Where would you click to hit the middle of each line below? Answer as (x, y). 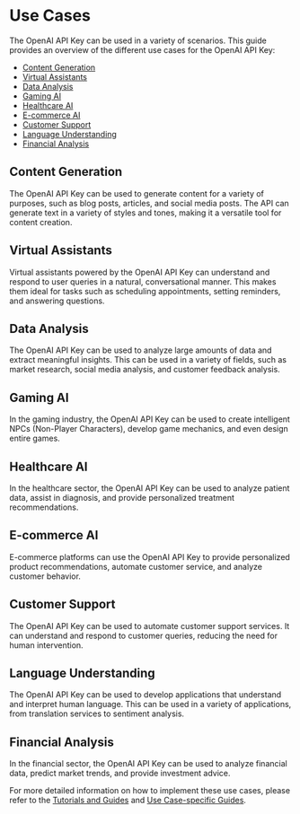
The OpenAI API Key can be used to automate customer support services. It (150, 626)
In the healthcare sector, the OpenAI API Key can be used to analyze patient (150, 488)
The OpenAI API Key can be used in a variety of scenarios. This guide (138, 40)
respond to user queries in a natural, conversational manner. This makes (143, 281)
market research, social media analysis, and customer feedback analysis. (145, 370)
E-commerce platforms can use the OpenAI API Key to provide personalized (150, 556)
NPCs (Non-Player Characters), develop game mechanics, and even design (149, 429)
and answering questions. (57, 301)
